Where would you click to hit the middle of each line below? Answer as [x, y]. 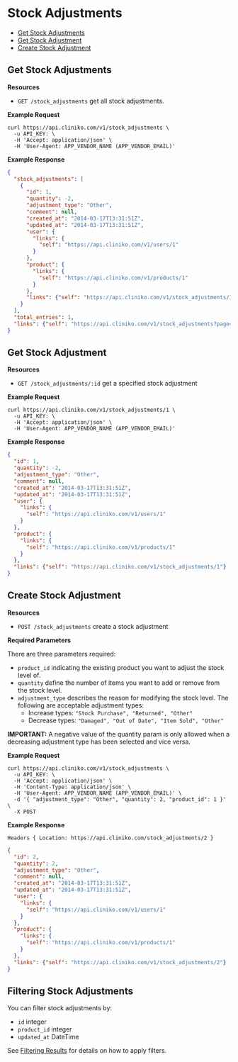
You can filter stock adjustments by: [59, 1008]
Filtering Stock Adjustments [70, 991]
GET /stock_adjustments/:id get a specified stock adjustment [107, 384]
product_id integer [45, 1029]
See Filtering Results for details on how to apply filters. [87, 1051]
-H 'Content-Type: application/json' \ [73, 787]
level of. [29, 675]
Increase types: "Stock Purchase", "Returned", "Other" [110, 712]
